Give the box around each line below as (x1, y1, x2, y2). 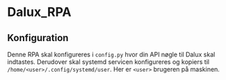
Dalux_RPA (7, 4, 72, 20)
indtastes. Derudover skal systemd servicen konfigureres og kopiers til (7, 58, 210, 66)
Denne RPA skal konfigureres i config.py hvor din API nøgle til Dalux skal (7, 50, 216, 58)
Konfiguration (7, 32, 69, 44)
